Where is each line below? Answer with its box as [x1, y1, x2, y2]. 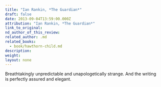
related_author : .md [5, 35, 47, 40]
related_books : [5, 39, 36, 44]
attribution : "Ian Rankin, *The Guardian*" [5, 21, 95, 26]
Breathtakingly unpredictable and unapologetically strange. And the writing [5, 71, 157, 77]
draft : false [5, 12, 32, 17]
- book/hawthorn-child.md [9, 44, 63, 49]
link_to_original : [5, 26, 43, 30]
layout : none [5, 58, 32, 62]
